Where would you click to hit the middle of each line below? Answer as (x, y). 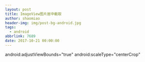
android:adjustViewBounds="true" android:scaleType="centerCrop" (73, 54)
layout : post (18, 9)
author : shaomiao (23, 18)
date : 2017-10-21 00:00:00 (32, 41)
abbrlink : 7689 (20, 37)
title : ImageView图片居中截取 (33, 14)
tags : (10, 27)
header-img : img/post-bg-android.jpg (43, 23)
